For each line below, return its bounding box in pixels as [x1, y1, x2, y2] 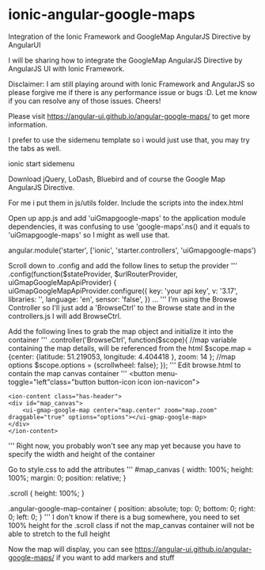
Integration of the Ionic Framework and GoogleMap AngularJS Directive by [8, 32, 252, 41]
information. [8, 120, 48, 129]
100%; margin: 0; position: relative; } [8, 473, 127, 482]
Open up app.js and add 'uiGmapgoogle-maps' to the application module [8, 213, 247, 222]
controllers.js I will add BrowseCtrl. [8, 311, 122, 321]
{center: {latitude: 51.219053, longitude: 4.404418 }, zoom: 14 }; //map [8, 351, 236, 361]
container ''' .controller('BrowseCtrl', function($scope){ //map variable [8, 335, 237, 344]
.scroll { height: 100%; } [8, 488, 85, 498]
